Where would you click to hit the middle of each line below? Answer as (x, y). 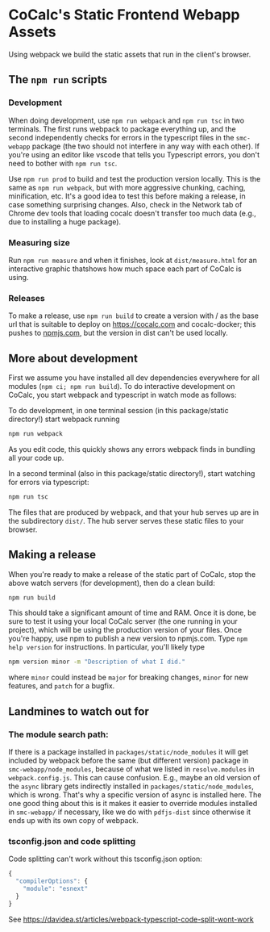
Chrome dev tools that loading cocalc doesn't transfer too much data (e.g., (132, 213)
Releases (27, 298)
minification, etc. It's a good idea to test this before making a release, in (127, 196)
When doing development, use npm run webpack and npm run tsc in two (126, 120)
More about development (73, 358)
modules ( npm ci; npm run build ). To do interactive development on (122, 387)
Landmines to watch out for (79, 711)
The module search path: (58, 734)
